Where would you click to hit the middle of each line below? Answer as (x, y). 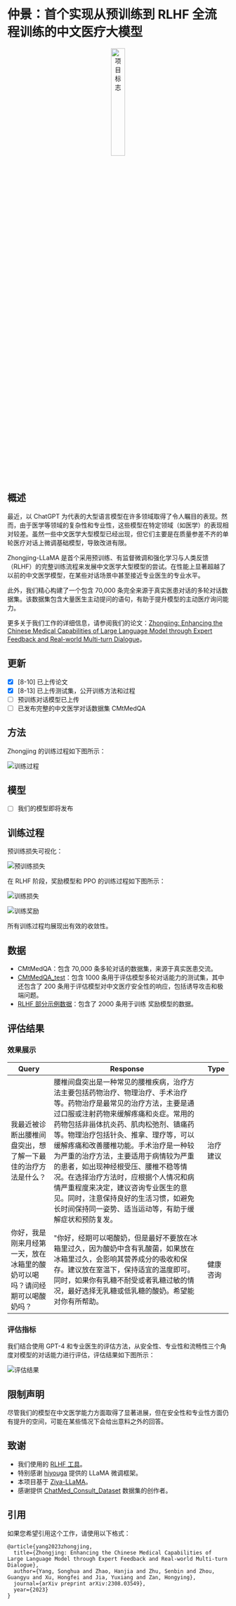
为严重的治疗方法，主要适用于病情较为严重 (124, 1156)
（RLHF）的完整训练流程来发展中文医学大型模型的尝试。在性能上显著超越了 (117, 566)
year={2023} (31, 1590)
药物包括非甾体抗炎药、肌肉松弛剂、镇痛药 (124, 1124)
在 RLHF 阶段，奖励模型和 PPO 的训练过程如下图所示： (86, 881)
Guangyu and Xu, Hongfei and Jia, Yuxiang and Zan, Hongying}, (102, 1577)
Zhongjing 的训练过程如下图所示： (57, 751)
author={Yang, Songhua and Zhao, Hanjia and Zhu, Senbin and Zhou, (114, 1571)
